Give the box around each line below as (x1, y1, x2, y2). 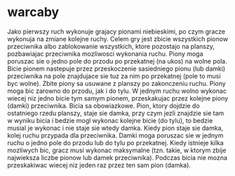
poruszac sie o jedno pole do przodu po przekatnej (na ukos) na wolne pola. (7, 57, 227, 65)
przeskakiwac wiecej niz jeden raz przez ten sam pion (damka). (7, 161, 192, 169)
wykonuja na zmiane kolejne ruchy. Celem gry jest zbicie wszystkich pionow (7, 34, 229, 43)
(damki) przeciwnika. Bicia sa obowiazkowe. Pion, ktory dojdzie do (7, 101, 200, 110)
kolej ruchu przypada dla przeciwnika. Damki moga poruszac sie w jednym (7, 131, 224, 140)
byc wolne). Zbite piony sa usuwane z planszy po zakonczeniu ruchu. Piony (7, 79, 226, 87)
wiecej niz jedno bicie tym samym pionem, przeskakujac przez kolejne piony (7, 94, 229, 102)
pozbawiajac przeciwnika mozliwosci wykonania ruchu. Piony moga (7, 50, 203, 58)
